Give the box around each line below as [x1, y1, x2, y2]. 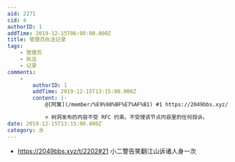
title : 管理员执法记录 [7, 36, 67, 43]
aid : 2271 [7, 10, 36, 17]
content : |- [32, 95, 68, 102]
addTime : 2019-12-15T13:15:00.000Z [32, 88, 137, 95]
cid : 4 [7, 17, 27, 24]
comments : [7, 68, 36, 75]
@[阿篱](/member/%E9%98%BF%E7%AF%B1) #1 [44, 101, 163, 108]
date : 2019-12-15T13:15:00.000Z [7, 120, 102, 127]
